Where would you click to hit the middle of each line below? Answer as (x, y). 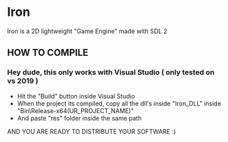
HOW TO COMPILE (48, 53)
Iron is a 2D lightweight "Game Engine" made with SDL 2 (87, 31)
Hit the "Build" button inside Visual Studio (76, 96)
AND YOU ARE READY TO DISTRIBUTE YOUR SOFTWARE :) (92, 131)
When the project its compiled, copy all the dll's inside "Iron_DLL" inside (119, 103)
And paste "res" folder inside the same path (79, 118)
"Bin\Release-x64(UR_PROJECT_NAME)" (75, 110)
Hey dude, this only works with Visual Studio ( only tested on (111, 72)
